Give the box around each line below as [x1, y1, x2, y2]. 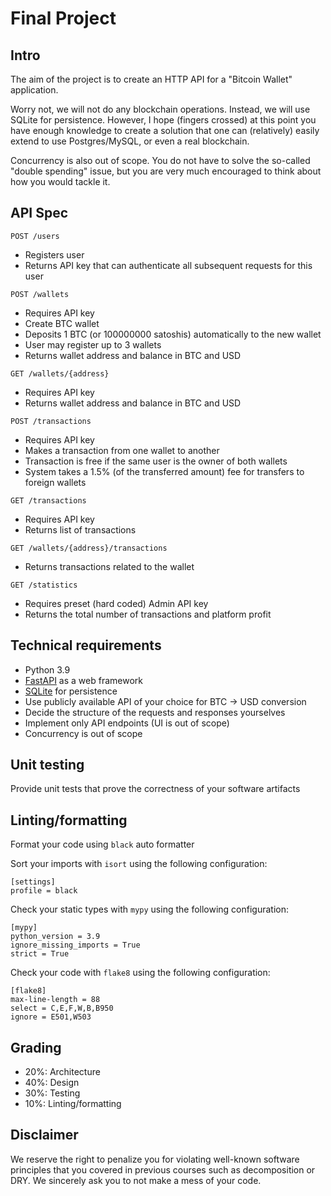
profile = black [10, 886, 78, 896]
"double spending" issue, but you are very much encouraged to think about [10, 165, 322, 177]
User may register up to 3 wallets [24, 338, 162, 351]
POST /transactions [10, 416, 92, 426]
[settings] [10, 877, 56, 887]
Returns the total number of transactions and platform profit [24, 608, 272, 620]
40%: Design [24, 1077, 80, 1089]
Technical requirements [10, 637, 162, 654]
